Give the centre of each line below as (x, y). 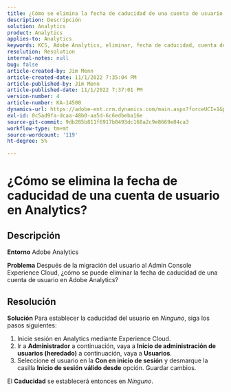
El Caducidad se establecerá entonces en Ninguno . (80, 381)
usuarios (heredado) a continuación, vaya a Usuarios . (94, 353)
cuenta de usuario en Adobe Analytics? (63, 280)
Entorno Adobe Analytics (43, 252)
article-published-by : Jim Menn (53, 84)
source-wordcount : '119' (43, 135)
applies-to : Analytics (40, 39)
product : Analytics (35, 33)
